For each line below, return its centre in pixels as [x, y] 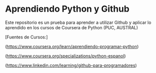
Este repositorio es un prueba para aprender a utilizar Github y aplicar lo [78, 22]
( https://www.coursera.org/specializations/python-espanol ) [66, 56]
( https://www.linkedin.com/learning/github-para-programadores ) [71, 65]
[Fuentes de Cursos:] [27, 37]
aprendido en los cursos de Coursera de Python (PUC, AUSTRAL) [72, 27]
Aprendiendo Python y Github [67, 9]
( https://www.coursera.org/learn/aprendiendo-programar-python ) [72, 46]
